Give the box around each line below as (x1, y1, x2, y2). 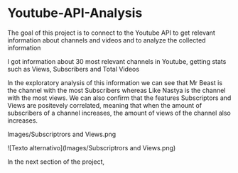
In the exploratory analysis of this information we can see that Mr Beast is (7, 78, 222, 86)
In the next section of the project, (7, 157, 105, 166)
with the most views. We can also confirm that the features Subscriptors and (7, 94, 232, 102)
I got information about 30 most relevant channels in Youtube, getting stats (7, 57, 227, 65)
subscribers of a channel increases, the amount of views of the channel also (7, 108, 231, 117)
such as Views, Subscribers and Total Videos (7, 65, 140, 73)
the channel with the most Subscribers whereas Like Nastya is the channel (7, 86, 226, 94)
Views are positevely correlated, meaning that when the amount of (7, 101, 202, 109)
